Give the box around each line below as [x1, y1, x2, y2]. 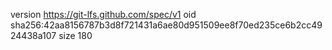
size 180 [58, 30, 93, 41]
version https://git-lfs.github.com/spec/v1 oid [10, 9, 197, 20]
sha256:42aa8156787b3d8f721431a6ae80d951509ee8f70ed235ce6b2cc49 [10, 19, 323, 31]
